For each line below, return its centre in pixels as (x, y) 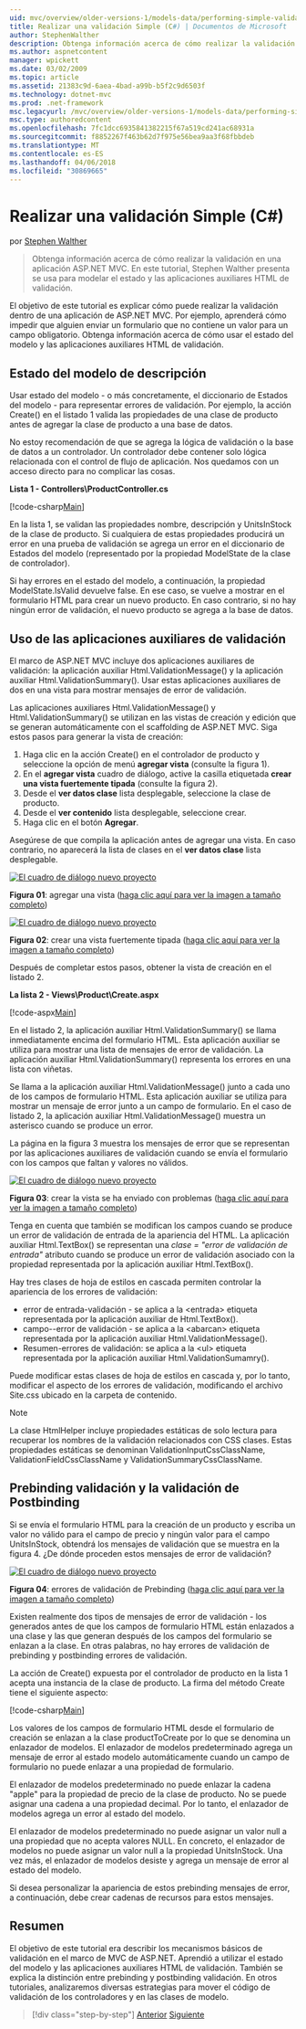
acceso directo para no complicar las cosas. (92, 471)
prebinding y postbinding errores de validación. (98, 1655)
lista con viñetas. (41, 1069)
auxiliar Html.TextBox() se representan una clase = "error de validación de (149, 1244)
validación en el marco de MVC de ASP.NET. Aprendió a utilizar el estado (147, 1958)
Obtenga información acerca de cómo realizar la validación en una (157, 259)
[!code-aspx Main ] (43, 1012)
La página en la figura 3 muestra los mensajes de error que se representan (149, 1143)
